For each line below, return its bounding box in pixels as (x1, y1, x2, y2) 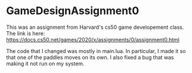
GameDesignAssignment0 (6, 4, 139, 18)
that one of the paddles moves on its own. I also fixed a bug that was (6, 54, 174, 61)
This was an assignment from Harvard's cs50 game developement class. (6, 24, 184, 31)
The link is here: (6, 29, 46, 36)
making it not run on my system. (6, 60, 85, 67)
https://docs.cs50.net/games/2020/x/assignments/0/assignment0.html (6, 36, 180, 43)
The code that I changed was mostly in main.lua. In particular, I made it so (6, 47, 186, 54)
